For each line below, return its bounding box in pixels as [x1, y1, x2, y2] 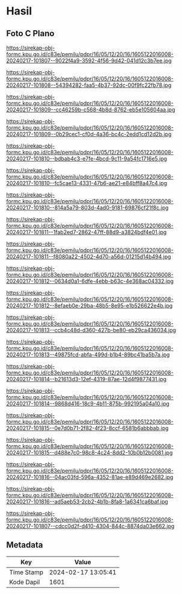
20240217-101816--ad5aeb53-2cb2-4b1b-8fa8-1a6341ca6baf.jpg [6, 498, 168, 505]
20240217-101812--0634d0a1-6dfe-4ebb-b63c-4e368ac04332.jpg [6, 277, 174, 285]
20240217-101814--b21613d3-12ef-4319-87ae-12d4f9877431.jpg [6, 376, 167, 382]
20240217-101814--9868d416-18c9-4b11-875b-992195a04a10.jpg [6, 400, 170, 407]
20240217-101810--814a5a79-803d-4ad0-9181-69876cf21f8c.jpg [6, 204, 169, 211]
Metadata [6, 540, 43, 550]
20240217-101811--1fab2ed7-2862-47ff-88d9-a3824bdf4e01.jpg [6, 229, 167, 236]
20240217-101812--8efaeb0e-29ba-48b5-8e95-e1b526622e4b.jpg [6, 302, 173, 309]
